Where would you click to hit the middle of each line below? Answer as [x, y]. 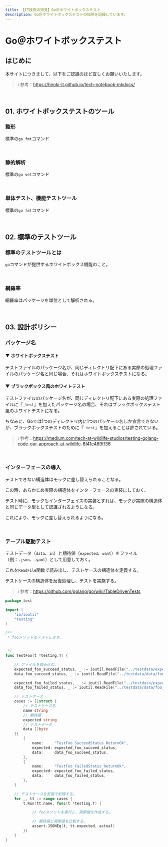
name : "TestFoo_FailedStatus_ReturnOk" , [79, 766]
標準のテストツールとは [33, 253]
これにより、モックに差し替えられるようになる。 [55, 517]
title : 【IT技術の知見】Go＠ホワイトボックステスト [53, 10]
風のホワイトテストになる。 [34, 411]
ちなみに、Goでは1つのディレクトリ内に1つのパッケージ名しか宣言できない [82, 421]
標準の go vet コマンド [27, 174]
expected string [40, 720]
